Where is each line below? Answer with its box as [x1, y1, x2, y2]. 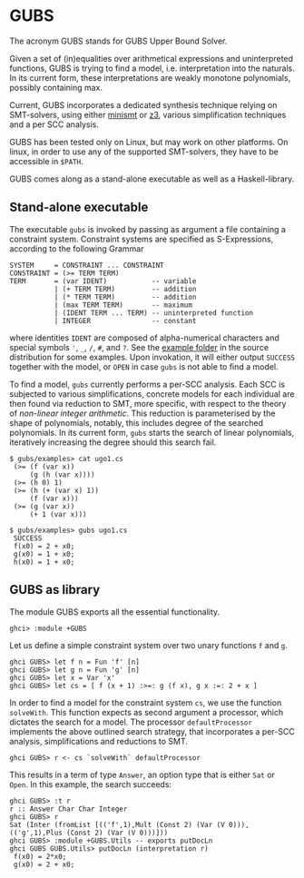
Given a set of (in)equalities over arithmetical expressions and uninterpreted [9, 53, 293, 64]
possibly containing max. [9, 82, 103, 93]
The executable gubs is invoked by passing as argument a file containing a [9, 223, 286, 234]
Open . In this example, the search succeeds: [9, 778, 172, 790]
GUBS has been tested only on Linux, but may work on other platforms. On [9, 136, 289, 147]
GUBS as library [9, 582, 101, 597]
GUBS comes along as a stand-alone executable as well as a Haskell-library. [9, 173, 295, 184]
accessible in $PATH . [9, 155, 83, 166]
